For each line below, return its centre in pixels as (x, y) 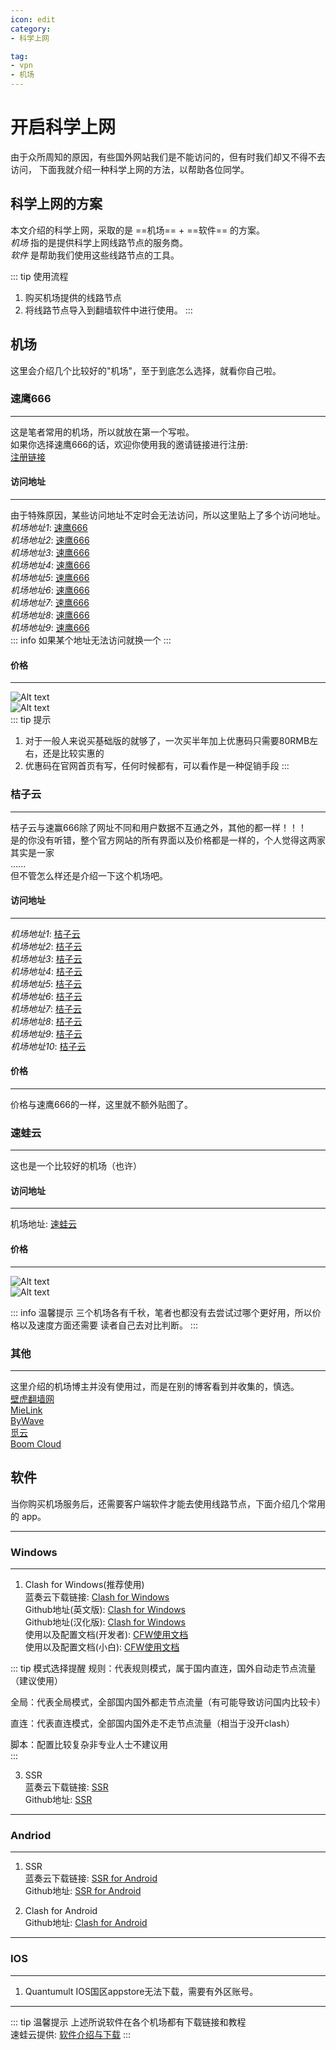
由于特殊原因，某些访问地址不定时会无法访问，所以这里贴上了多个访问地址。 (168, 515)
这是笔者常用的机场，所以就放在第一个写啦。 (102, 432)
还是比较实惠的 (73, 753)
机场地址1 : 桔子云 (45, 933)
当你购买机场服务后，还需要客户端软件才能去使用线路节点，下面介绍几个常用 (168, 1503)
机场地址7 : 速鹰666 (50, 603)
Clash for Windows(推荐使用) (84, 1585)
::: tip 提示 (31, 720)
